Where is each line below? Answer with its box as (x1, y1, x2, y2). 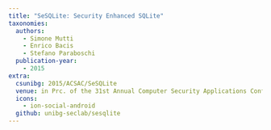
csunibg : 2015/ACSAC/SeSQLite (15, 79, 117, 87)
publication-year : (15, 57, 78, 65)
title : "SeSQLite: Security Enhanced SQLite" (8, 11, 164, 20)
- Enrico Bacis (23, 42, 74, 50)
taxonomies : (8, 19, 48, 27)
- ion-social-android (23, 102, 95, 110)
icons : (15, 94, 38, 103)
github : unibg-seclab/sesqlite (15, 110, 121, 118)
